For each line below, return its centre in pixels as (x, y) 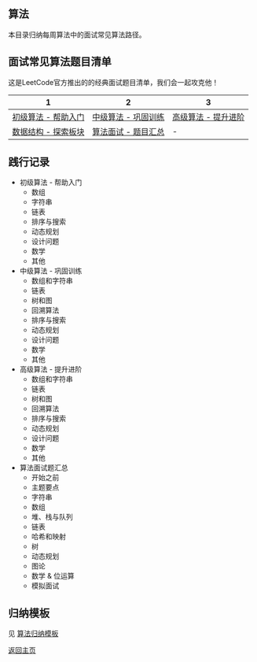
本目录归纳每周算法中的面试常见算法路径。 (77, 35)
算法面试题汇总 (44, 468)
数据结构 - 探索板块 (48, 131)
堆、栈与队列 (52, 517)
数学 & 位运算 (53, 576)
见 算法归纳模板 (33, 634)
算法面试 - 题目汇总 (128, 131)
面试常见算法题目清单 (60, 62)
